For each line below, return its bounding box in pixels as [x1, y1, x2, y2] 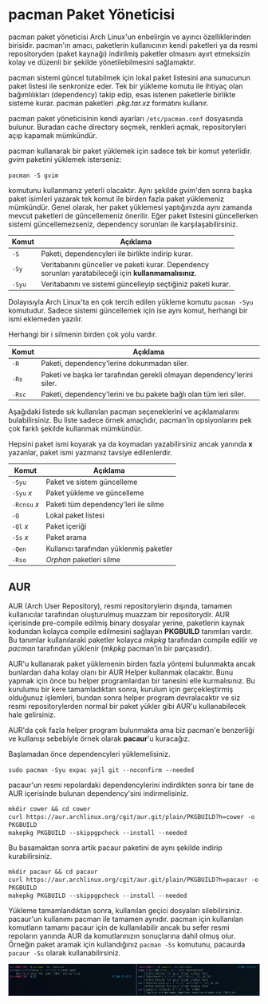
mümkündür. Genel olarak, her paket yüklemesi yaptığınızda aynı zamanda [8, 202, 253, 212]
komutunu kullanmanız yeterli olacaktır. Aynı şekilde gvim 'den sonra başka [8, 185, 253, 195]
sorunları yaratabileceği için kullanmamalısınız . [41, 268, 197, 278]
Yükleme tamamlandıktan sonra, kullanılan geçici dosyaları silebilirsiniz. [8, 906, 242, 915]
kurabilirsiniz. [8, 852, 53, 861]
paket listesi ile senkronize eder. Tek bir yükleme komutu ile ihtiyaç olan [8, 81, 243, 91]
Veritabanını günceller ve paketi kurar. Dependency [41, 259, 210, 269]
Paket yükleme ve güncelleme [45, 488, 144, 498]
